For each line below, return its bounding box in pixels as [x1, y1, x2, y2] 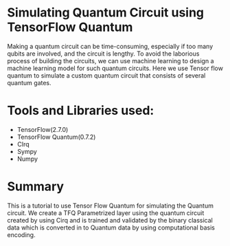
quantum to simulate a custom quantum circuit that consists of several [7, 71, 206, 80]
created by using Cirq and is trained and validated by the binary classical [7, 216, 213, 224]
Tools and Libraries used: [7, 103, 154, 118]
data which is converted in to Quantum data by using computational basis [7, 223, 215, 232]
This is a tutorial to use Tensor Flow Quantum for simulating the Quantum [7, 201, 214, 210]
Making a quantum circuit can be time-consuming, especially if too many [7, 42, 214, 50]
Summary [7, 179, 64, 194]
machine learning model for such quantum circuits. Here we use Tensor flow [7, 64, 223, 72]
